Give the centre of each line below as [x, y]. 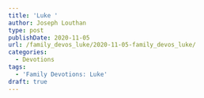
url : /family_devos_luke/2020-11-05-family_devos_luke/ [102, 45]
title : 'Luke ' [33, 15]
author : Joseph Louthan [47, 23]
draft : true [28, 81]
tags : [17, 67]
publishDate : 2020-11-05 [49, 38]
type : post [26, 30]
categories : [28, 52]
